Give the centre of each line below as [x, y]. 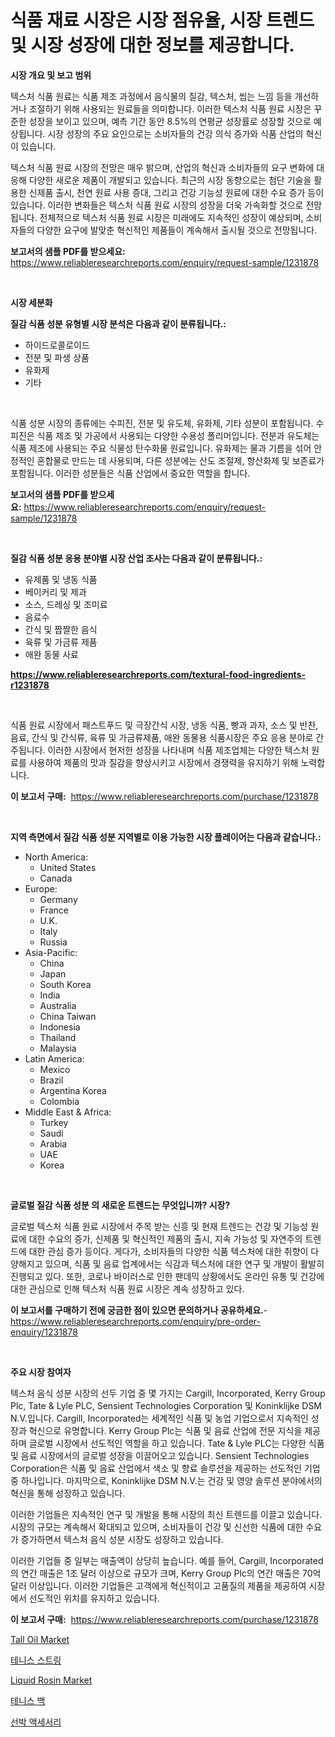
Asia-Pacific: [51, 952]
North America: [56, 857]
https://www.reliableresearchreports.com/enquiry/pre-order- [135, 1321]
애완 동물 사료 [51, 654]
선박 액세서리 [36, 1722]
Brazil [51, 1080]
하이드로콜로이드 [57, 345]
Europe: [41, 888]
